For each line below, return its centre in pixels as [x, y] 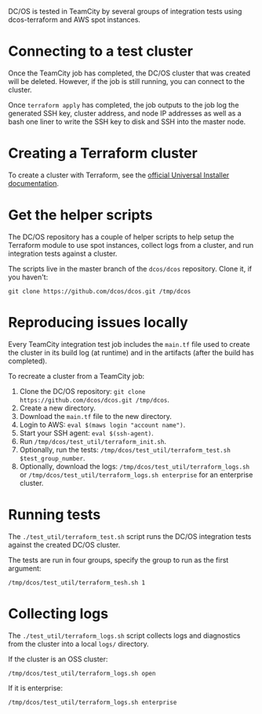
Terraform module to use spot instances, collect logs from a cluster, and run [131, 245]
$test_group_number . [52, 457]
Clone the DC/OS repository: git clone [82, 391]
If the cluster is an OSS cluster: [58, 659]
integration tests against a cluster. [63, 253]
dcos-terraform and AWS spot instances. [75, 20]
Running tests [55, 514]
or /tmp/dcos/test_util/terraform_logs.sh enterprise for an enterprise [136, 475]
